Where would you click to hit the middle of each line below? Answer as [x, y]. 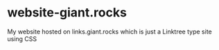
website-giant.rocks [67, 13]
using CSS [22, 38]
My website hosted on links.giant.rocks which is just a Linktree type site [110, 32]
